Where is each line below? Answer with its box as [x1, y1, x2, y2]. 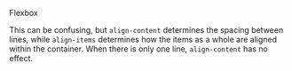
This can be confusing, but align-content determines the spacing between [9, 25, 284, 35]
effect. [9, 53, 34, 63]
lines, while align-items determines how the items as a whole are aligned [9, 35, 278, 44]
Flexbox [9, 8, 38, 18]
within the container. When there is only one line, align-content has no [9, 43, 268, 54]
